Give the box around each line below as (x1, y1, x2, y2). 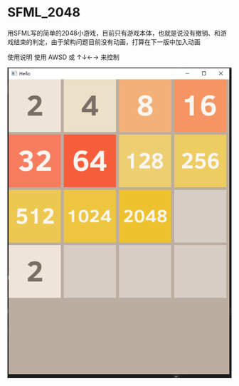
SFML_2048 (7, 4, 80, 21)
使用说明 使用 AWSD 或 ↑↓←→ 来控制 (7, 53, 119, 61)
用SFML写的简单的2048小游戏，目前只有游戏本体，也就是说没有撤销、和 (7, 28, 221, 37)
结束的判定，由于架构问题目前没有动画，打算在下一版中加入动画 (13, 37, 201, 46)
